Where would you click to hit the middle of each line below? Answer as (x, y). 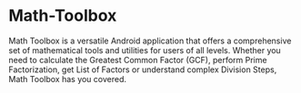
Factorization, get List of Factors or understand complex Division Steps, (143, 70)
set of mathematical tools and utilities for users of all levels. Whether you (145, 50)
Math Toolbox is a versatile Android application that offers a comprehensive (150, 41)
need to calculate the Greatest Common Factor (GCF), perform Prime (138, 60)
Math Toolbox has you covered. (68, 79)
